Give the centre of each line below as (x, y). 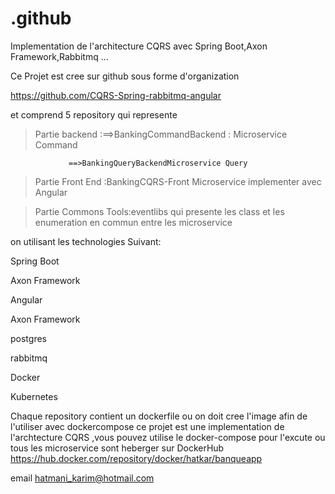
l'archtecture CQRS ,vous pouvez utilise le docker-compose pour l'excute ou (168, 437)
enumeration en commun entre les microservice (133, 222)
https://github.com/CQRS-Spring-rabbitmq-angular (116, 95)
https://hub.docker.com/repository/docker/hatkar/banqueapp (136, 458)
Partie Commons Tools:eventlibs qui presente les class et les (159, 211)
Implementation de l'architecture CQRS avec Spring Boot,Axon (139, 46)
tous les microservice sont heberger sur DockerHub (117, 448)
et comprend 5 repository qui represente (94, 114)
